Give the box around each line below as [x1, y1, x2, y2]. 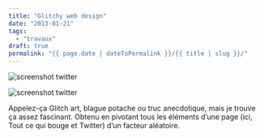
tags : [8, 27, 27, 35]
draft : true [8, 42, 49, 50]
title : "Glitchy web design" [8, 11, 107, 20]
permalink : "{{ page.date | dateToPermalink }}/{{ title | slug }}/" [8, 50, 249, 58]
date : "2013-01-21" [8, 19, 75, 28]
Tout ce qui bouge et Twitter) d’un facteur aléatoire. [8, 121, 181, 130]
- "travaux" [15, 34, 57, 43]
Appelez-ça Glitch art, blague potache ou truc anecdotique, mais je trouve [8, 103, 257, 113]
